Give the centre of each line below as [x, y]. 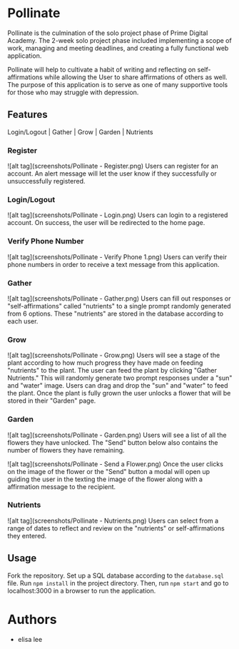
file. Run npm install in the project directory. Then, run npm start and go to [118, 583]
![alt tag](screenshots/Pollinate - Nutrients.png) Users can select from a [113, 520]
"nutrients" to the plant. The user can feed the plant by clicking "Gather [112, 371]
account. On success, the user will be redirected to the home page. [106, 223]
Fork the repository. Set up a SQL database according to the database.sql [116, 575]
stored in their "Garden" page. [52, 401]
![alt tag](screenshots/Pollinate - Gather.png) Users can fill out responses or [119, 298]
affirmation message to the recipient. [62, 486]
